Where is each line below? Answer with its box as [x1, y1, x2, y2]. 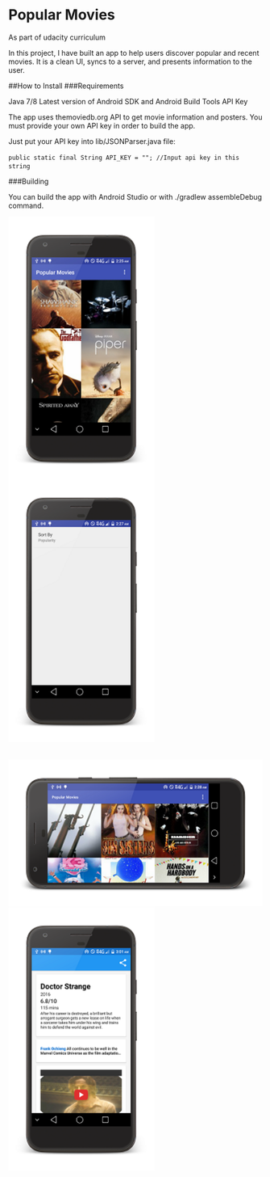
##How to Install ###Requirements [8, 81, 124, 91]
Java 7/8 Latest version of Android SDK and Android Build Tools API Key [8, 96, 248, 106]
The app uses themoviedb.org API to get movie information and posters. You [8, 112, 263, 122]
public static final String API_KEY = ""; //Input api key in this [8, 154, 240, 162]
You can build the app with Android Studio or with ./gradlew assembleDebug [8, 192, 263, 201]
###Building [8, 176, 49, 186]
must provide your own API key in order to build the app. [8, 120, 196, 130]
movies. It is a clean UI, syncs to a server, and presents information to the [8, 57, 252, 66]
